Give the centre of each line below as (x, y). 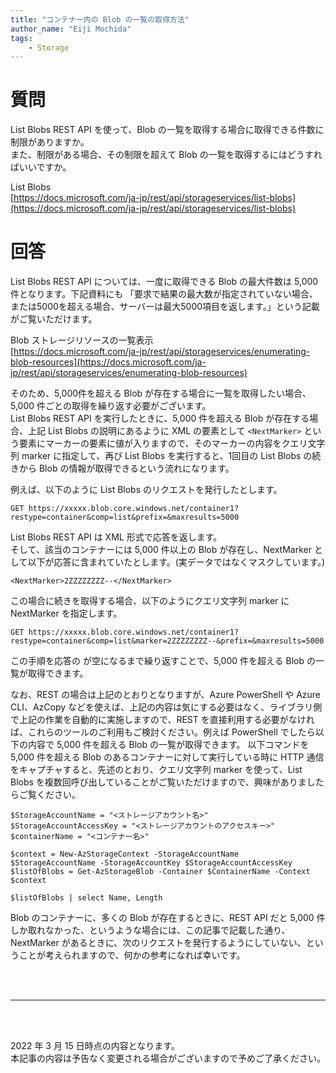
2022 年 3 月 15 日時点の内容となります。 (95, 1046)
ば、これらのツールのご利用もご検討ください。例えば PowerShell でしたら (163, 732)
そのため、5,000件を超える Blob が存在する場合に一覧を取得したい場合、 (161, 393)
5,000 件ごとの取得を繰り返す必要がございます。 (111, 406)
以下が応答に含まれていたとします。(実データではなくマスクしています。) (176, 562)
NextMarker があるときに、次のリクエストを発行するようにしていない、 (158, 943)
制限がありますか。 (50, 142)
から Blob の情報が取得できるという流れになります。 (126, 468)
